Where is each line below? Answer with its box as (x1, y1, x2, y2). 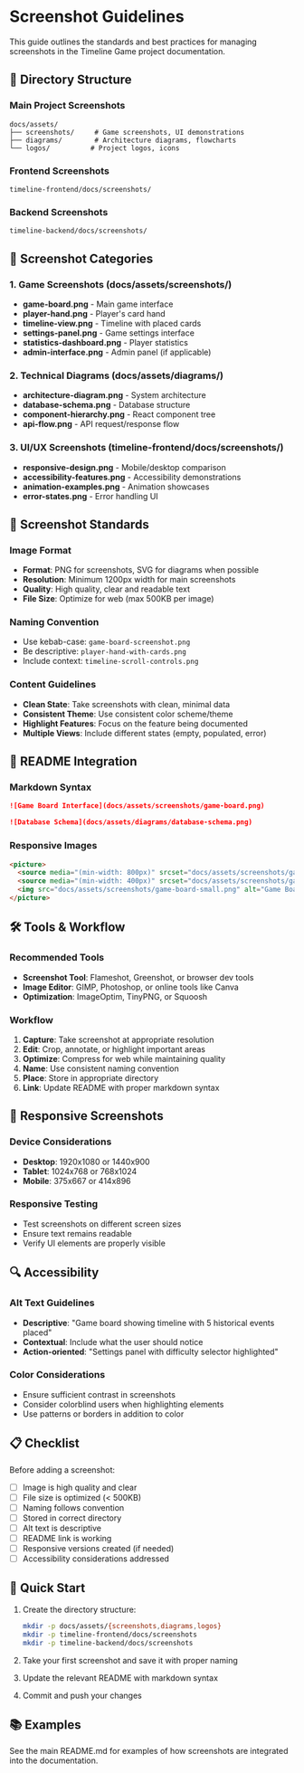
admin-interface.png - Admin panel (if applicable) (22, 346, 212, 357)
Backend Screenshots (9, 205, 109, 218)
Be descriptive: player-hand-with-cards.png (22, 646, 187, 657)
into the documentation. (9, 1755, 99, 1766)
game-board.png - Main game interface (22, 299, 174, 309)
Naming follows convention (22, 1502, 125, 1512)
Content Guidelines (9, 678, 97, 691)
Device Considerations (9, 1135, 112, 1148)
